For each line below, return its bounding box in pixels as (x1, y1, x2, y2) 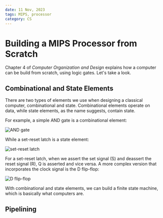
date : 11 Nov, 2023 (5, 7, 45, 12)
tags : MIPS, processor (5, 12, 52, 17)
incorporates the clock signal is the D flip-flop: (5, 166, 99, 172)
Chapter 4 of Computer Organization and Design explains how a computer (5, 65, 157, 71)
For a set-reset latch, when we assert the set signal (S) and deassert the (5, 156, 152, 162)
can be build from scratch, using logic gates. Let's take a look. (5, 70, 131, 76)
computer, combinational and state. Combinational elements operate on (5, 102, 150, 109)
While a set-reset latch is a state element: (5, 136, 90, 142)
